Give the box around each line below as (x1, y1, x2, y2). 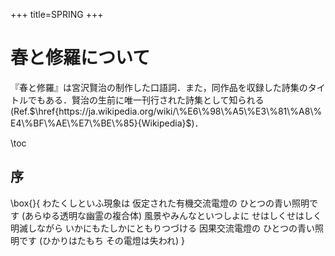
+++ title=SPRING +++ (10, 9, 104, 20)
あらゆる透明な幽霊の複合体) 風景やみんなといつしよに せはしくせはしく (24, 209, 323, 221)
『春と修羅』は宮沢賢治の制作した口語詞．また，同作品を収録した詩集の (10, 81, 308, 93)
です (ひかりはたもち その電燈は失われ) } (18, 234, 186, 246)
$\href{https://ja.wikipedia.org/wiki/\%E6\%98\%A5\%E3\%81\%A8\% (29, 105, 323, 117)
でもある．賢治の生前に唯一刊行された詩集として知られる (27, 94, 265, 106)
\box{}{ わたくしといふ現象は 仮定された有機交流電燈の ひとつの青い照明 (10, 197, 310, 209)
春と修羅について (10, 47, 151, 69)
